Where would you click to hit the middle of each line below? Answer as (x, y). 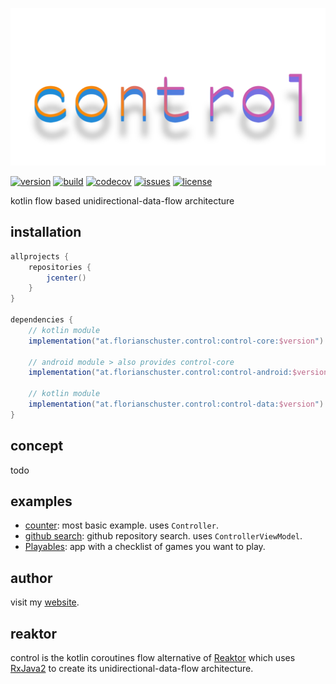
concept (37, 446)
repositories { (60, 267)
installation (46, 232)
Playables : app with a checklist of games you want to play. (145, 547)
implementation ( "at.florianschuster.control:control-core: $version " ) (176, 341)
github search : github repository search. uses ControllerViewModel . (163, 536)
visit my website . (45, 602)
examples (41, 501)
